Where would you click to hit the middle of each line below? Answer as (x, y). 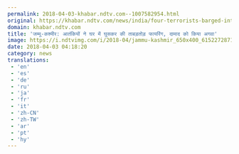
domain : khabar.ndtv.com (44, 27)
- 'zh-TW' (25, 119)
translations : (28, 60)
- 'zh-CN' (25, 113)
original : (22, 21)
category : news (30, 54)
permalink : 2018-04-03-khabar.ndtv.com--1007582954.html (94, 14)
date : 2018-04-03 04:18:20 (47, 47)
